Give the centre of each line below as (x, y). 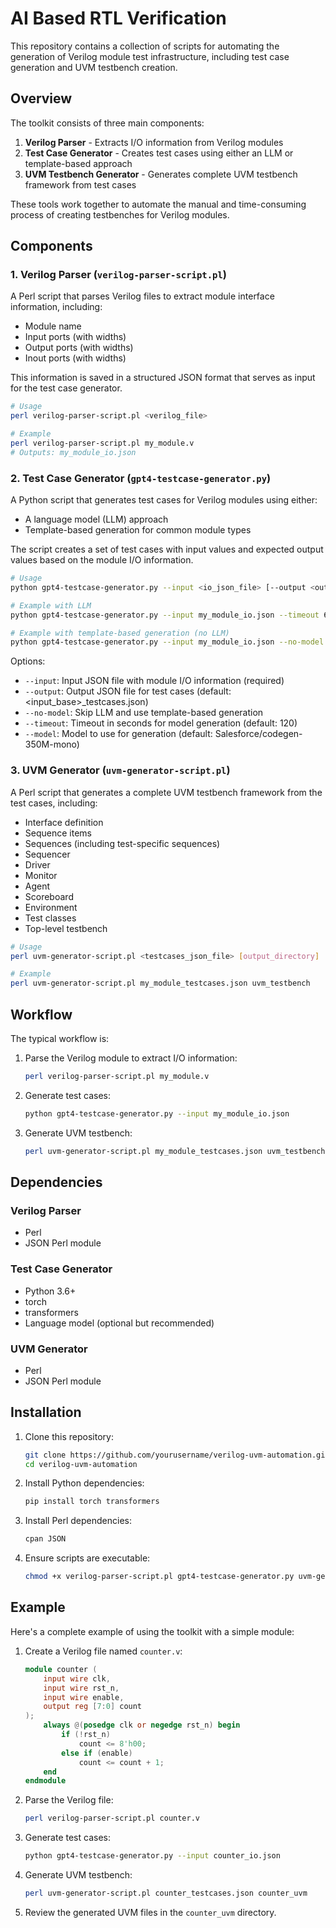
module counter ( (61, 1669)
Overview (41, 98)
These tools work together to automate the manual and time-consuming (158, 204)
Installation (46, 1412)
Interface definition (64, 822)
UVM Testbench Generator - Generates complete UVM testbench (161, 174)
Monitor (41, 875)
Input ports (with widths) (75, 337)
